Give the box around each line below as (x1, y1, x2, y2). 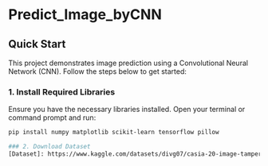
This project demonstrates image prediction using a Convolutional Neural (8, 58, 249, 68)
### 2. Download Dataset (8, 143, 91, 151)
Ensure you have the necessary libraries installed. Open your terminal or (8, 105, 246, 114)
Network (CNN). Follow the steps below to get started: (8, 67, 187, 76)
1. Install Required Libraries (8, 86, 116, 97)
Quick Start (8, 37, 66, 51)
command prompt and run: (8, 113, 97, 122)
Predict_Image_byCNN (8, 6, 162, 24)
